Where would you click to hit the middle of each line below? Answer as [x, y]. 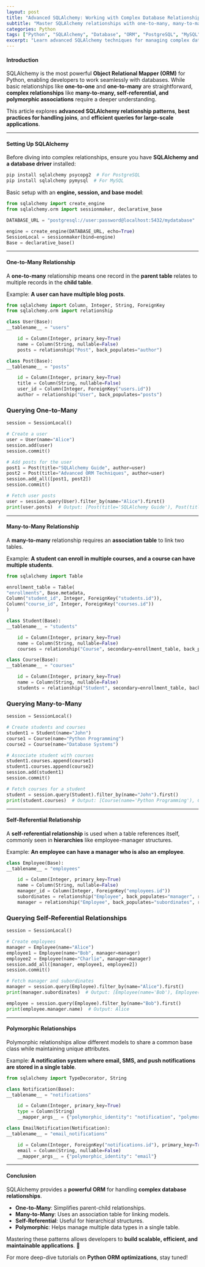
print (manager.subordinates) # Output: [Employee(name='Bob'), [90, 992]
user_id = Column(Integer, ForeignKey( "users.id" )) [84, 389]
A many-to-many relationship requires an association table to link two [95, 540]
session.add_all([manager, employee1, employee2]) [72, 964]
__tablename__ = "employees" [43, 868]
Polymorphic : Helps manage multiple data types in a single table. [97, 1227]
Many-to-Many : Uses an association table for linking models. [92, 1214]
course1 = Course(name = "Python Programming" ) [65, 738]
